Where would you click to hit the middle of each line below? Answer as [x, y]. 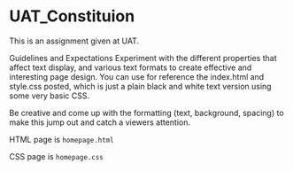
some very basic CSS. [50, 96]
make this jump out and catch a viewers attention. [100, 122]
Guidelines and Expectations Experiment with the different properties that [143, 58]
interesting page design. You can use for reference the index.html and [137, 76]
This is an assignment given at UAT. [74, 41]
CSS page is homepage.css [57, 156]
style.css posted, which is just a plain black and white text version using [140, 86]
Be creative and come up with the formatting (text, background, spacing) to [147, 113]
